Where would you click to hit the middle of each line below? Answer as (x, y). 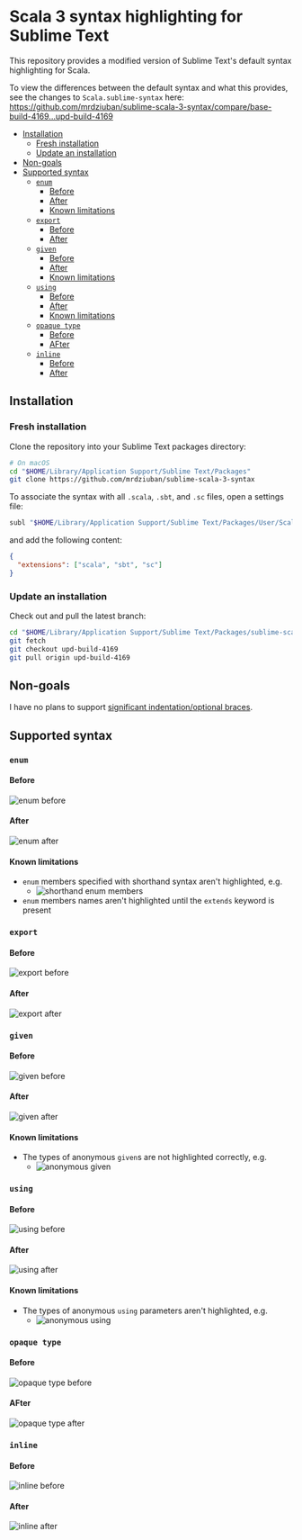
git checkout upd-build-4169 (64, 649)
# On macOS (30, 463)
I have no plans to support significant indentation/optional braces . (131, 707)
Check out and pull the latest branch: (78, 616)
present (36, 910)
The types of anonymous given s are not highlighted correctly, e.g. (144, 1157)
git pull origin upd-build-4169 (70, 657)
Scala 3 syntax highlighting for (126, 17)
